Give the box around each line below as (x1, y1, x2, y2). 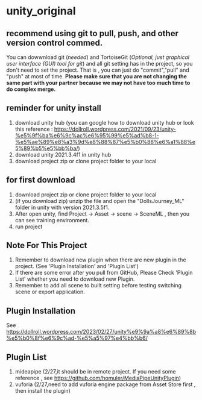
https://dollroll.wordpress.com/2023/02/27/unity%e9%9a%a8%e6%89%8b (6, 328, 197, 336)
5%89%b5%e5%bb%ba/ (14, 145, 78, 152)
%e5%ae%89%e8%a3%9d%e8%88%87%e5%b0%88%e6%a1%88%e (14, 138, 196, 145)
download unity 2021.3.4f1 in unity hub (14, 151, 112, 158)
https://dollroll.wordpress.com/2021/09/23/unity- (54, 125, 177, 133)
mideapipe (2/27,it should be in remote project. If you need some (14, 368, 176, 375)
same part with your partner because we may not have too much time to (6, 80, 191, 86)
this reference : (14, 125, 53, 133)
